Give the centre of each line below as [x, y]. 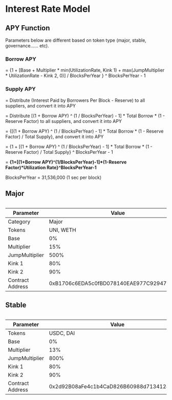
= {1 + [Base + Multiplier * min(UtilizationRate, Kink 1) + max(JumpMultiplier [85, 70]
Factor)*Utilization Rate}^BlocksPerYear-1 [51, 167]
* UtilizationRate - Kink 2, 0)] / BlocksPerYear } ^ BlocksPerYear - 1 [76, 76]
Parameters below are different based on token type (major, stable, [76, 40]
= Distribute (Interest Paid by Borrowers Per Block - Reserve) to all [75, 100]
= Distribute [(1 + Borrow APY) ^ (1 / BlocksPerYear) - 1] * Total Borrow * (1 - [85, 116]
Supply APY [20, 89]
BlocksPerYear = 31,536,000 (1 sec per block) [53, 177]
